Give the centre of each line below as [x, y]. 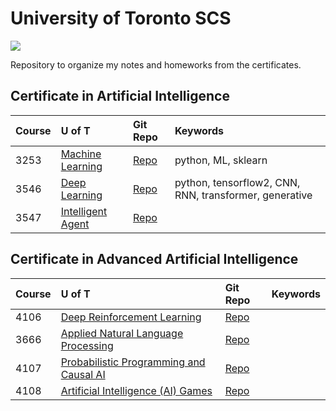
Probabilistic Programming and [133, 362]
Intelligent [84, 211]
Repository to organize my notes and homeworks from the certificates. [156, 64]
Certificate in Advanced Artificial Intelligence [154, 259]
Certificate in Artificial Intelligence [120, 96]
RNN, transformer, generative [243, 195]
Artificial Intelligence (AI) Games [136, 390]
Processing [87, 345]
